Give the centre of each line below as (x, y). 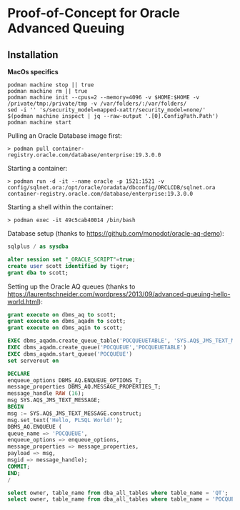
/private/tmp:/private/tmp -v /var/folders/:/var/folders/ (97, 104)
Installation (33, 55)
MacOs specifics (33, 72)
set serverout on (33, 361)
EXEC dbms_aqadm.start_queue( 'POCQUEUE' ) (70, 354)
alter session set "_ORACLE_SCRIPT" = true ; (71, 259)
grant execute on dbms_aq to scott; (62, 315)
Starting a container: (37, 168)
